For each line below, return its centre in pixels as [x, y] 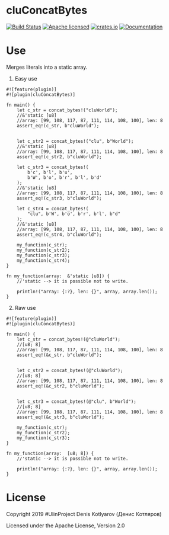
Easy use [26, 78]
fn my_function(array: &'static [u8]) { [58, 276]
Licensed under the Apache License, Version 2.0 [66, 526]
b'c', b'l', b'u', [50, 172]
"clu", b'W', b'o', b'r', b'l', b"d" [74, 214]
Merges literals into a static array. [47, 67]
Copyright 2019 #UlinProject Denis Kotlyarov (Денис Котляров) [84, 514]
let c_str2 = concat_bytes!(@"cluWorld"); [70, 370]
